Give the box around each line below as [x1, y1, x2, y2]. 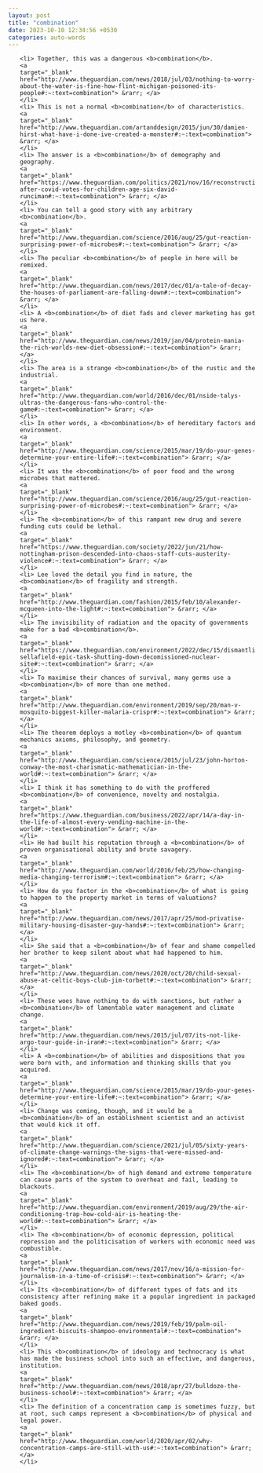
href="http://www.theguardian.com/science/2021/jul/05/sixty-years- [19, 1141, 249, 1150]
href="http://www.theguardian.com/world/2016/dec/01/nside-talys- [19, 392, 242, 400]
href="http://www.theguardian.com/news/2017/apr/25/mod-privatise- [19, 915, 245, 923]
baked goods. [19, 1300, 63, 1308]
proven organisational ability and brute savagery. [19, 846, 192, 854]
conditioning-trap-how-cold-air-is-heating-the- [19, 1210, 182, 1218]
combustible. [19, 1245, 63, 1253]
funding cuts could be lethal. [19, 523, 122, 531]
